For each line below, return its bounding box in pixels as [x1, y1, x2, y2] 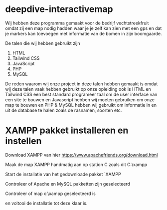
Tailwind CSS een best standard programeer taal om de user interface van [5, 91, 158, 97]
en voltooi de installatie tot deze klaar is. [5, 200, 88, 206]
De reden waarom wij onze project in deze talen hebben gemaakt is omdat [5, 81, 158, 87]
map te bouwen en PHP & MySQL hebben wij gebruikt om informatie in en [5, 102, 157, 108]
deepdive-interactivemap [5, 3, 113, 15]
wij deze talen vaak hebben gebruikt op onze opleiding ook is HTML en [5, 86, 151, 92]
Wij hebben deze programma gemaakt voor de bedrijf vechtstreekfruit [5, 20, 149, 26]
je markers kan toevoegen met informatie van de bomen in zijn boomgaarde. [5, 30, 162, 36]
